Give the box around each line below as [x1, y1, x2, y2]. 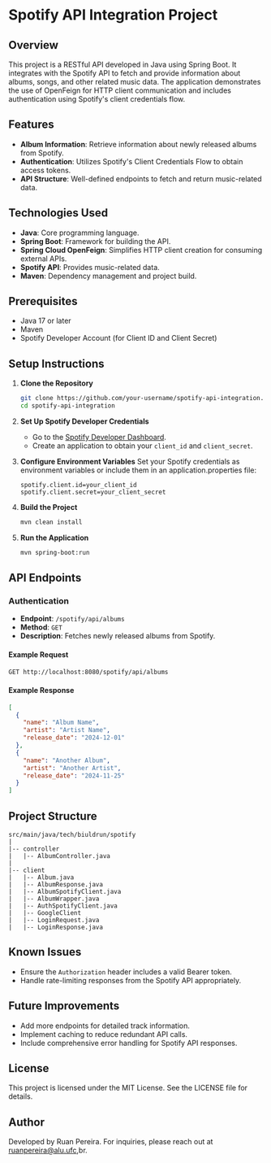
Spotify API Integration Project [8, 6, 218, 24]
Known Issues [8, 945, 82, 959]
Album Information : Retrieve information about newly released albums [19, 139, 257, 149]
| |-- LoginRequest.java [8, 917, 100, 925]
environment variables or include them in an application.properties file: [19, 465, 257, 475]
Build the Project [19, 503, 78, 512]
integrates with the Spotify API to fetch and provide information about [8, 68, 241, 78]
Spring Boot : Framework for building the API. [19, 236, 171, 246]
